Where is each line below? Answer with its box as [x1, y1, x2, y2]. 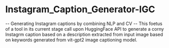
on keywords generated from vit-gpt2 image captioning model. [5, 37, 138, 43]
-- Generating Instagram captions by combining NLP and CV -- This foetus [5, 20, 162, 27]
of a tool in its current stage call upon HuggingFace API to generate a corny [5, 26, 164, 32]
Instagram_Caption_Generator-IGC [5, 4, 155, 15]
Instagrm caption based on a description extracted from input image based [5, 31, 163, 37]
